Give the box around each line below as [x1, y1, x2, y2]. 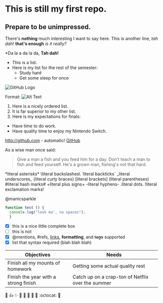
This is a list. [12, 60, 37, 65]
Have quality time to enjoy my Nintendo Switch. [12, 128, 107, 134]
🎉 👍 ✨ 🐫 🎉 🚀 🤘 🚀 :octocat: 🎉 [5, 292, 61, 298]
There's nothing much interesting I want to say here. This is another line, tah [5, 35, 158, 41]
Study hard [19, 70, 42, 76]
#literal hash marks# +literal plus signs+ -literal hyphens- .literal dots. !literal [5, 181, 157, 187]
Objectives [25, 251, 51, 258]
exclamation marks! [5, 186, 44, 192]
